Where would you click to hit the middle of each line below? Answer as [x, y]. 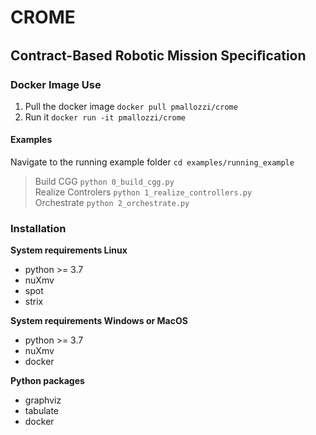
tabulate [42, 411]
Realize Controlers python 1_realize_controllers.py [143, 192]
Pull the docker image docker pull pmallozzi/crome [131, 106]
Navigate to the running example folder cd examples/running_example [152, 162]
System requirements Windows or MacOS [99, 321]
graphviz [43, 400]
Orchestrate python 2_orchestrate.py [112, 203]
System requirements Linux [69, 250]
